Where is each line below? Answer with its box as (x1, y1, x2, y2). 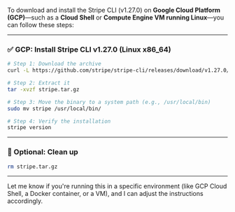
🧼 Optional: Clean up (7, 147, 78, 157)
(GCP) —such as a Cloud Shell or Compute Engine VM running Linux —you (7, 13, 225, 22)
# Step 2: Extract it (7, 79, 71, 86)
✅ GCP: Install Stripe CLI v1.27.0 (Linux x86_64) (7, 45, 171, 54)
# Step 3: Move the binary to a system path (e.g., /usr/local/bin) (7, 98, 211, 105)
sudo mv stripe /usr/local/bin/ (7, 105, 101, 112)
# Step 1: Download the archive (7, 61, 101, 68)
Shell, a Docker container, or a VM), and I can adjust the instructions (7, 190, 204, 198)
